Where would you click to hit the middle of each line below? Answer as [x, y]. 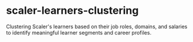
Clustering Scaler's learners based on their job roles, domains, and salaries [97, 26]
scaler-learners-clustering [72, 11]
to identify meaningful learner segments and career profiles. [79, 32]
